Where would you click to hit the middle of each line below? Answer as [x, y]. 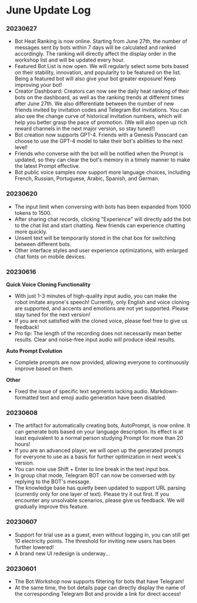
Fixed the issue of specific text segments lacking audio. [82, 392]
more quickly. [31, 231]
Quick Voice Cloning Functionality [48, 285]
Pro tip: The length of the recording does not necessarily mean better [98, 333]
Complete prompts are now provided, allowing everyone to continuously [102, 362]
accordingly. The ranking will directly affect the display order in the [95, 54]
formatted [27, 397]
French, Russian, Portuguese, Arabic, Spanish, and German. [87, 178]
